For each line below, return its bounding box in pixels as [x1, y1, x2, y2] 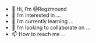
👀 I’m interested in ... [11, 12, 61, 19]
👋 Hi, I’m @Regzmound [11, 6, 67, 12]
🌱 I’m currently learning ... [11, 18, 74, 24]
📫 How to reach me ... [11, 31, 66, 37]
